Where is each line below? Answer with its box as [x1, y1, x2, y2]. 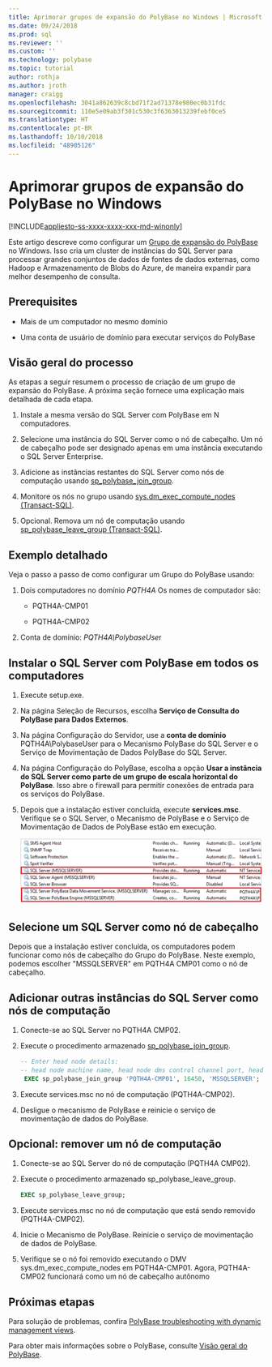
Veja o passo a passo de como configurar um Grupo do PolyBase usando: [8, 570, 255, 580]
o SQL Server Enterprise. [19, 452, 104, 461]
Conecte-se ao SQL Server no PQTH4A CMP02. [19, 1025, 181, 1035]
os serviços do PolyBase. [19, 789, 105, 799]
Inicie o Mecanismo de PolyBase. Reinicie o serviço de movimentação [19, 1230, 253, 1240]
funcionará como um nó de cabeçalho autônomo [47, 1271, 210, 1281]
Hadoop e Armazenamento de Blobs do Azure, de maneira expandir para [8, 263, 251, 272]
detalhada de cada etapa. [8, 394, 94, 405]
